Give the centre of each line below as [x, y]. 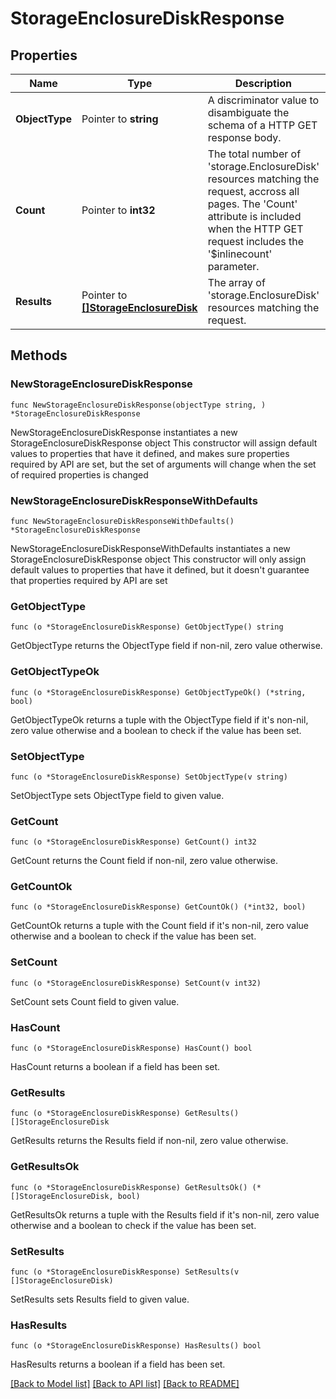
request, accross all [253, 191]
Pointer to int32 [118, 210]
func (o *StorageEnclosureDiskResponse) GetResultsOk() [129, 1187]
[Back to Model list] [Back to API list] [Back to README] [125, 1384]
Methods [39, 355]
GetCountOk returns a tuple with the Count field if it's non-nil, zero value [160, 926]
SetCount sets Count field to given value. [95, 1001]
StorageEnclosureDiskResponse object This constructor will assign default [164, 443]
